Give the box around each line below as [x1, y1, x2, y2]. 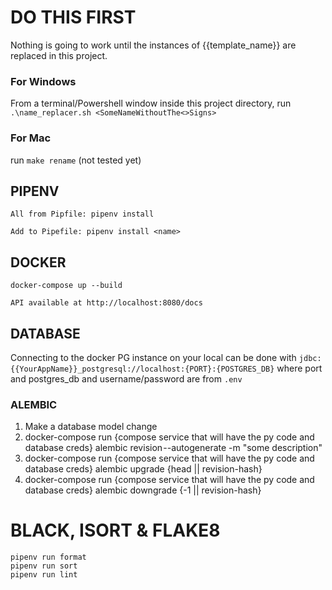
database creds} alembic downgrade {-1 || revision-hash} [24, 484, 262, 496]
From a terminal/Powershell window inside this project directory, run [10, 97, 292, 110]
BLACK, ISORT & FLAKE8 [10, 519, 221, 542]
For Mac [10, 131, 52, 145]
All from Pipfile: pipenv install [10, 209, 155, 220]
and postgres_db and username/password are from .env [10, 372, 243, 385]
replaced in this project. [10, 49, 108, 61]
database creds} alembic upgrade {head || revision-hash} [24, 463, 263, 475]
